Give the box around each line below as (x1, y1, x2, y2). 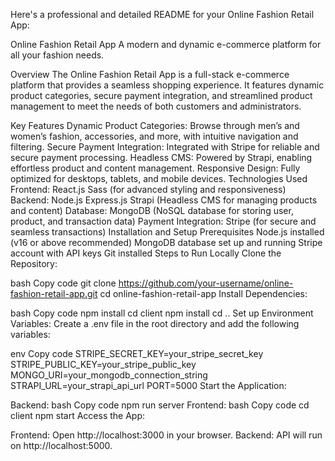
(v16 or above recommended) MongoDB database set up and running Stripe (10, 237, 323, 248)
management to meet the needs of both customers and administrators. (10, 100, 302, 112)
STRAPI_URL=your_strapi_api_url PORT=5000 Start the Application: (10, 380, 287, 391)
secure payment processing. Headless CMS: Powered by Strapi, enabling (10, 152, 313, 163)
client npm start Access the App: (10, 410, 146, 421)
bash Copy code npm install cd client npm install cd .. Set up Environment (10, 307, 314, 319)
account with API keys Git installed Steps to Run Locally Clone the (10, 247, 282, 259)
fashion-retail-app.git (10, 288, 98, 299)
